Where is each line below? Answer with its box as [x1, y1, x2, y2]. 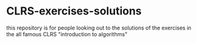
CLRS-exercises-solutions [6, 4, 142, 18]
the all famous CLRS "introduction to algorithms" [6, 30, 128, 37]
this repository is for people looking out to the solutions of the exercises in [6, 24, 192, 31]
